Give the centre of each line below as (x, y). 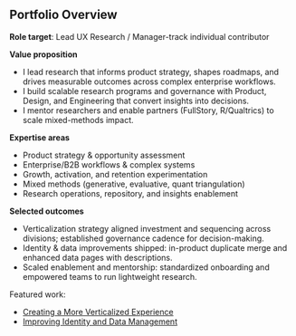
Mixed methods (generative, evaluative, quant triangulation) (134, 184)
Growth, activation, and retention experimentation (115, 174)
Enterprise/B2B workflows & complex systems (109, 164)
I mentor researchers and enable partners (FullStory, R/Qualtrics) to (148, 110)
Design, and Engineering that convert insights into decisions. (136, 101)
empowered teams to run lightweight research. (110, 276)
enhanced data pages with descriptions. (98, 257)
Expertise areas (40, 137)
